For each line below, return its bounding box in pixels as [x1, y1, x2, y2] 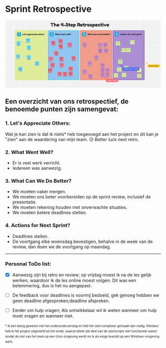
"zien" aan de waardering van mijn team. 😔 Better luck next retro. [5, 136, 139, 142]
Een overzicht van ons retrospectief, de [5, 97, 129, 106]
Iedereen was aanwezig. [12, 165, 62, 171]
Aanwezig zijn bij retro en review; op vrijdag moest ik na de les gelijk [12, 271, 152, 277]
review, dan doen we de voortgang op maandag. [12, 243, 111, 250]
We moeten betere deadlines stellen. [12, 210, 87, 216]
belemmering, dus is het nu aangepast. [12, 282, 92, 288]
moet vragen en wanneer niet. [12, 313, 74, 319]
